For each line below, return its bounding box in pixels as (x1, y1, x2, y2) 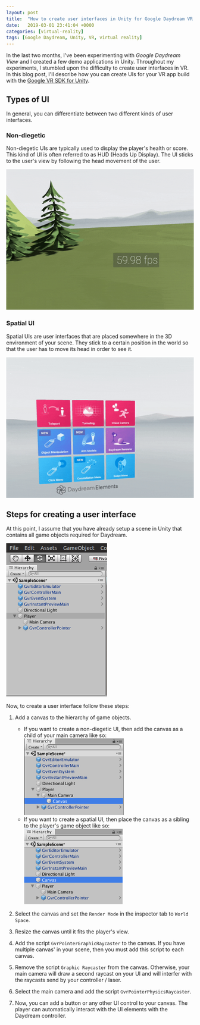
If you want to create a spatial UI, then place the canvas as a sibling (23, 816, 189, 823)
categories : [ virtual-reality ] (6, 29, 84, 35)
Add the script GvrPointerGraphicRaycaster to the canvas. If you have (14, 940, 186, 947)
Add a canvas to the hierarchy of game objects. (14, 714, 132, 721)
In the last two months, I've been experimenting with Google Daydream (6, 52, 181, 59)
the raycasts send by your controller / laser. (14, 976, 122, 984)
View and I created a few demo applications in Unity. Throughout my (6, 58, 174, 65)
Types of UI (6, 94, 49, 104)
